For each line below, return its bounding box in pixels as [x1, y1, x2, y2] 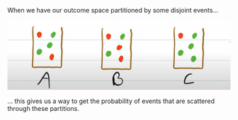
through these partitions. [7, 104, 79, 112]
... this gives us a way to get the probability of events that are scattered [7, 97, 215, 105]
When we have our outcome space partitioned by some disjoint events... [7, 6, 218, 14]
